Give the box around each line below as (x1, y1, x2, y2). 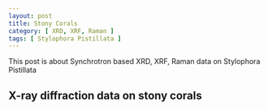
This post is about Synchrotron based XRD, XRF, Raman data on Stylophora (8, 57, 261, 66)
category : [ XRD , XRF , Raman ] (8, 27, 115, 35)
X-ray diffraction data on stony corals (8, 88, 203, 102)
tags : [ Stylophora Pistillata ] (8, 34, 122, 43)
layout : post (8, 11, 53, 20)
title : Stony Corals (8, 19, 79, 27)
